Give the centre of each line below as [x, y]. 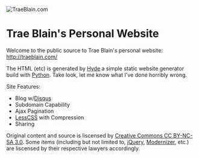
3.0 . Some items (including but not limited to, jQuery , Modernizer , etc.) [102, 142]
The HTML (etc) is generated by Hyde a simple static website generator [95, 68]
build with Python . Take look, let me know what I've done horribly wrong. [97, 75]
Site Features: [24, 86]
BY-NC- [183, 135]
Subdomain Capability [43, 104]
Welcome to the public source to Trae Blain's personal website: [84, 50]
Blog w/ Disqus [33, 98]
